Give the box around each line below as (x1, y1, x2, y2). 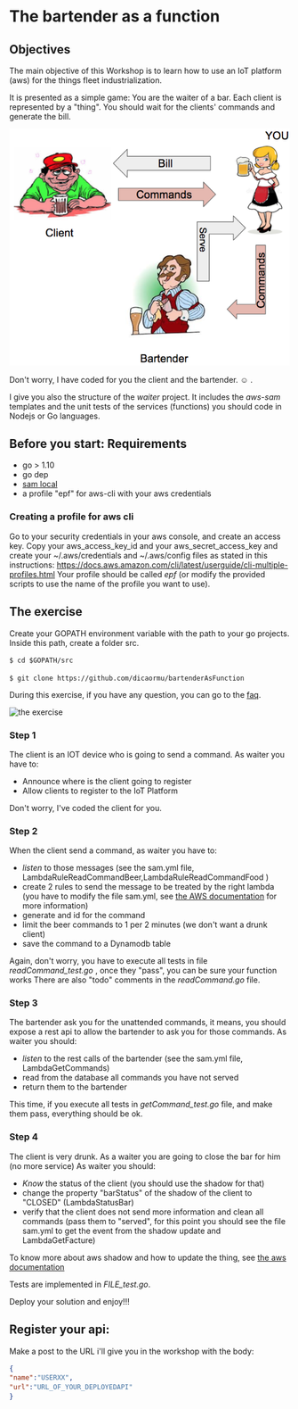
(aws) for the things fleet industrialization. (9, 75, 163, 86)
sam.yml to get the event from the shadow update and (21, 1225, 221, 1236)
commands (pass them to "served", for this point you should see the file (21, 1215, 286, 1226)
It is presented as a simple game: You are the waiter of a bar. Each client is (9, 92, 282, 103)
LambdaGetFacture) (21, 1234, 96, 1246)
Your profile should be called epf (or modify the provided (57, 568, 265, 579)
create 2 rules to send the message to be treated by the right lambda (21, 882, 275, 892)
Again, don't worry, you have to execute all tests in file (9, 956, 208, 966)
